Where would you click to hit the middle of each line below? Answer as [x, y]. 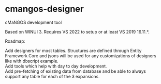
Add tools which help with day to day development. [56, 66]
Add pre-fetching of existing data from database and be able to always [75, 71]
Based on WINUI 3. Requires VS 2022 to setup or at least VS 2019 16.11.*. [77, 32]
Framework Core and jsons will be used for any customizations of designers [81, 56]
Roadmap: [15, 41]
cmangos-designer [44, 9]
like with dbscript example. [32, 61]
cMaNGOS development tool [33, 22]
